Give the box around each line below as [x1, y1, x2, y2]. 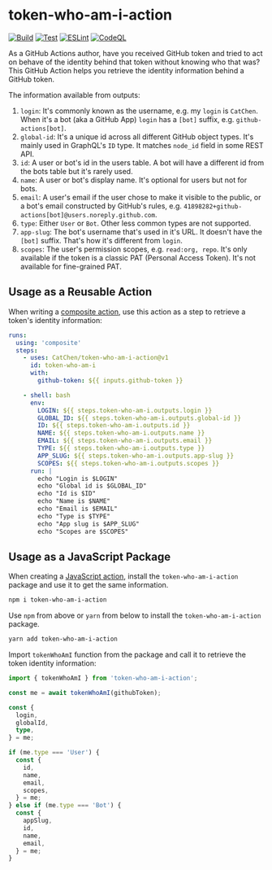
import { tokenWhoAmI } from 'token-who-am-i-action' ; [8, 674, 198, 683]
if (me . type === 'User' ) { [8, 749, 100, 757]
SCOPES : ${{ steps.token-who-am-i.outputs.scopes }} [37, 459, 220, 467]
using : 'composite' [15, 339, 82, 347]
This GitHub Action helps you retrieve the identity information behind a [8, 65, 245, 75]
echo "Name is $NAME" [37, 497, 111, 505]
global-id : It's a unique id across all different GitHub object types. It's [19, 132, 254, 142]
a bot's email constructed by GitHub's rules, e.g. [19, 201, 183, 211]
